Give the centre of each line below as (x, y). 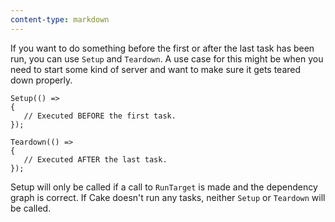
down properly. (41, 80)
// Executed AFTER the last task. (95, 159)
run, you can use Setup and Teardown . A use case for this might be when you (167, 58)
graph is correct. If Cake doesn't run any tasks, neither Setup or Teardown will (168, 197)
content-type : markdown (60, 19)
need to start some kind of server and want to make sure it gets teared (156, 69)
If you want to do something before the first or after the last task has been (162, 48)
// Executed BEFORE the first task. (100, 116)
